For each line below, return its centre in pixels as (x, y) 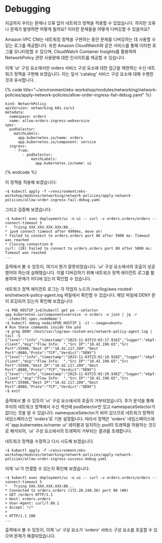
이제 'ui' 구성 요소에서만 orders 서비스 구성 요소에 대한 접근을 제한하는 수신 (76, 68)
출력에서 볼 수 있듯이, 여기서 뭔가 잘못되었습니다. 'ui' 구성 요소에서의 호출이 (76, 266)
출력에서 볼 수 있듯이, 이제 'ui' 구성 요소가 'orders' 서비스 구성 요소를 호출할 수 (79, 529)
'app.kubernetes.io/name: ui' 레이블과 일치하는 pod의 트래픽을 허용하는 (79, 425)
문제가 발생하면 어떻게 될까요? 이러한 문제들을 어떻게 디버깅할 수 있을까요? (80, 29)
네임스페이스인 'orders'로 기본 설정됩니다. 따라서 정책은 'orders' (66, 419)
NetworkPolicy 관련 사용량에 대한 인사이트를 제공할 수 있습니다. (65, 57)
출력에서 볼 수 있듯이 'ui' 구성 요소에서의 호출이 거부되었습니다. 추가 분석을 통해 (80, 400)
